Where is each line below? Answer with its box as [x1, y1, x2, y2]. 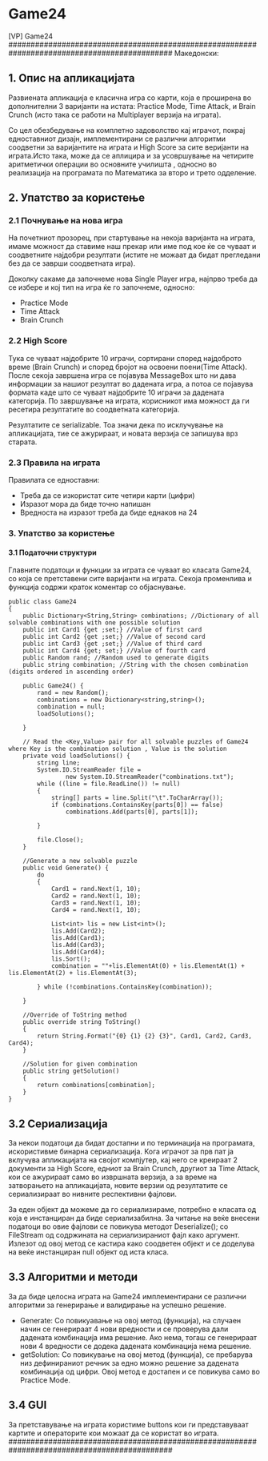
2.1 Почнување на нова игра [8, 215, 123, 227]
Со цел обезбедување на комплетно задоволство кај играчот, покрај [8, 125, 246, 134]
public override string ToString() [22, 1018, 142, 1026]
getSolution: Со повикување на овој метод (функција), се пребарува [19, 1350, 254, 1359]
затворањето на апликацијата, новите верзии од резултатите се [8, 1180, 228, 1190]
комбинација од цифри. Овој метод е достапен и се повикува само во [19, 1367, 260, 1376]
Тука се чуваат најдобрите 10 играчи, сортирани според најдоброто [8, 353, 242, 363]
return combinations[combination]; [37, 1082, 156, 1090]
